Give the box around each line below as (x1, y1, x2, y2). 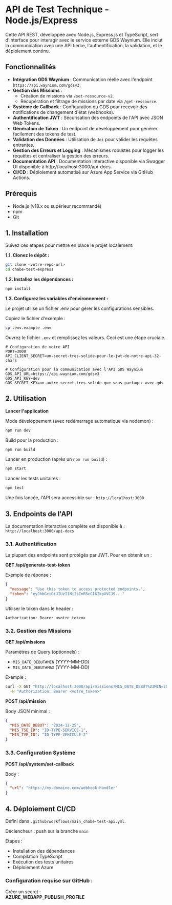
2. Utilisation (5, 394, 47, 403)
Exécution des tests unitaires (12, 858, 74, 865)
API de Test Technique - (5, 4, 109, 15)
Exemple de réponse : (5, 572, 51, 578)
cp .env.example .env (5, 325, 52, 330)
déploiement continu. (5, 48, 50, 54)
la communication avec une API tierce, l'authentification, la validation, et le (5, 42, 162, 48)
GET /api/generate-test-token (5, 562, 71, 568)
